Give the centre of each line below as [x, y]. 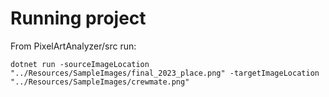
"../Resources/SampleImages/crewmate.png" [100, 82]
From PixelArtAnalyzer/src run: [73, 46]
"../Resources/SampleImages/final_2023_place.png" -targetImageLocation [165, 73]
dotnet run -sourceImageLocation [80, 64]
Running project [78, 18]
